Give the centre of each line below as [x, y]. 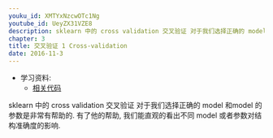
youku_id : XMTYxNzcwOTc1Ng [54, 16]
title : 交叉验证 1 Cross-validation [68, 46]
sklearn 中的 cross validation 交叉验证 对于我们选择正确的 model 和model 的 [135, 105]
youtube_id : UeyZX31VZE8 [50, 24]
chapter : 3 [27, 39]
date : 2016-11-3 [36, 54]
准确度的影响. [38, 125]
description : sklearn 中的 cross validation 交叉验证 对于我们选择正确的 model [137, 31]
